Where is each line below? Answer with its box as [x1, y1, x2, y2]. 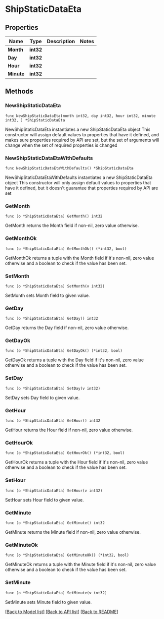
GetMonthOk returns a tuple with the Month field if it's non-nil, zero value [5, 255, 154, 261]
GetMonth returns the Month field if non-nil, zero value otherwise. [5, 223, 139, 228]
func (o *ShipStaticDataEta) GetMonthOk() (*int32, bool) [5, 246, 127, 251]
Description [46, 38, 75, 45]
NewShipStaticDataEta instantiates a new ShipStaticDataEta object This [5, 126, 151, 132]
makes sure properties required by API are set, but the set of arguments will [5, 137, 159, 143]
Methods [5, 87, 34, 96]
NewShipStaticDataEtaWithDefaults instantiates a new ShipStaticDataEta [5, 174, 153, 180]
